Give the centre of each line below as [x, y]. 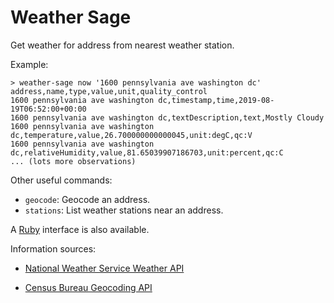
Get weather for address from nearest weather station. [122, 45]
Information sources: [53, 248]
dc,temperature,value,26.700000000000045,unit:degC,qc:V [131, 135]
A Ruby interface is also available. [80, 229]
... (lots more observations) [73, 161]
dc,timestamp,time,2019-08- [216, 100]
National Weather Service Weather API [104, 268]
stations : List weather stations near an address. [124, 210]
